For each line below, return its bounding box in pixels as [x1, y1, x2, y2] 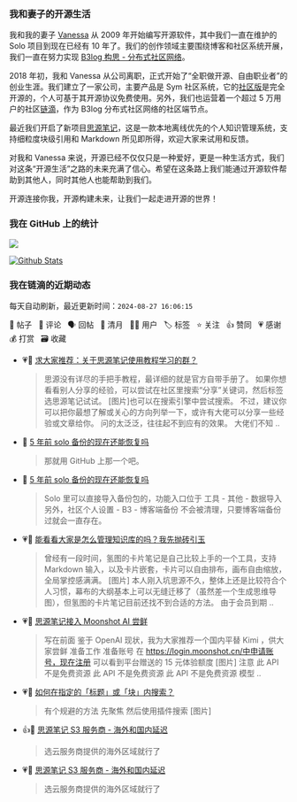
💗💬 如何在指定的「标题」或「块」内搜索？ [21, 686, 175, 697]
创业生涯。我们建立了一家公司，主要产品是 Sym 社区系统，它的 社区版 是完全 [9, 81, 286, 92]
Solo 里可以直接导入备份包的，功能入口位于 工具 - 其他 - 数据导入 [43, 493, 283, 504]
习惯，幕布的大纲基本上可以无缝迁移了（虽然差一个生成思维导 [51, 586, 277, 597]
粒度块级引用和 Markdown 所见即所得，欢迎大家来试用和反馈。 [24, 134, 254, 144]
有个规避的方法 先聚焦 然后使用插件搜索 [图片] [43, 706, 212, 716]
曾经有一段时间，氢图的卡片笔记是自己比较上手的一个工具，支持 [43, 552, 277, 563]
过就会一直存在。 [43, 515, 107, 526]
